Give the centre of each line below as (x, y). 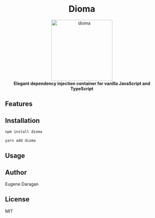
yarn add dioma (20, 141)
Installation (22, 120)
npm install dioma (24, 132)
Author (16, 172)
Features (19, 104)
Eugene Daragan (22, 184)
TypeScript (82, 88)
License (17, 199)
